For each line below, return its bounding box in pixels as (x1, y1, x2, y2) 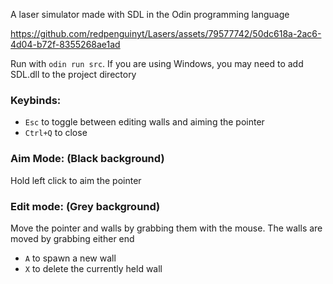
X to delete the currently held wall (24, 262, 163, 274)
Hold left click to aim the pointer (10, 174, 142, 186)
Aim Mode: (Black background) (10, 152, 165, 166)
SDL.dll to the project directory (10, 69, 137, 80)
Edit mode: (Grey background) (10, 199, 161, 213)
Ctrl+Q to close (24, 127, 88, 139)
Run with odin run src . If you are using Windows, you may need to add (10, 58, 304, 69)
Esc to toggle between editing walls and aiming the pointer (24, 116, 265, 128)
